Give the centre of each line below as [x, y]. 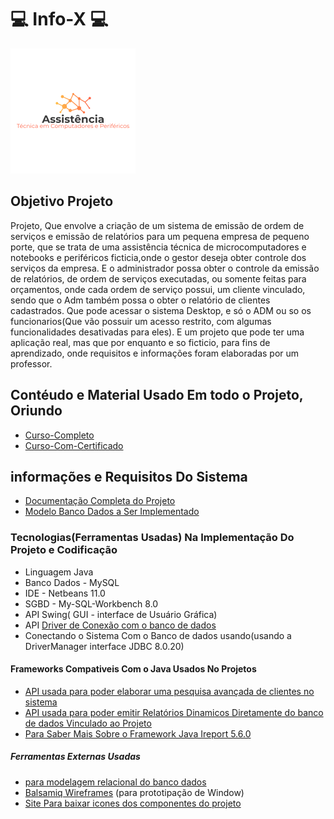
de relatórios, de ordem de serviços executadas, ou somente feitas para [158, 278]
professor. [31, 363]
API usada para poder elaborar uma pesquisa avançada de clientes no [169, 691]
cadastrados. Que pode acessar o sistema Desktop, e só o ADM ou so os [161, 310]
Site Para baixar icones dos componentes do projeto [133, 803]
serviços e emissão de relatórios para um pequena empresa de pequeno [160, 236]
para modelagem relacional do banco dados [115, 782]
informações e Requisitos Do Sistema [129, 476]
